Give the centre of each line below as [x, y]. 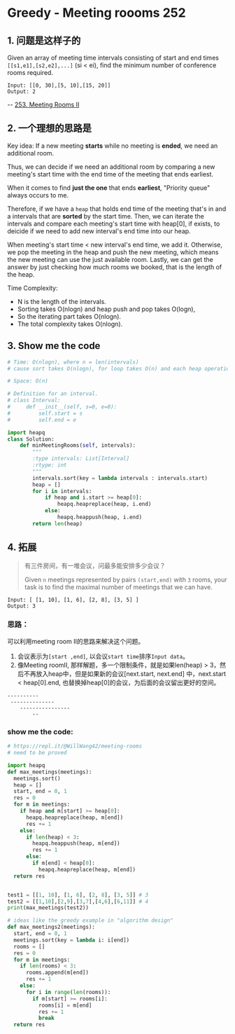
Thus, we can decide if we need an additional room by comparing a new [111, 167]
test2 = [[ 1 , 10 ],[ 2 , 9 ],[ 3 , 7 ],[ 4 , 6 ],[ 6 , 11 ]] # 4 [78, 902]
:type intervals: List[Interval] [81, 459]
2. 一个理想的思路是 [50, 129]
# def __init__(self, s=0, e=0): [62, 407]
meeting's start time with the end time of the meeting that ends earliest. [111, 174]
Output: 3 [22, 606]
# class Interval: [34, 401]
